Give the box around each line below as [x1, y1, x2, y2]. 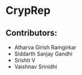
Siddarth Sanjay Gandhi [14, 50, 73, 57]
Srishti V [14, 57, 35, 64]
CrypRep [5, 4, 51, 18]
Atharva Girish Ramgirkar [14, 44, 77, 51]
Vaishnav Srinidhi [14, 63, 57, 70]
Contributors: [5, 28, 57, 38]
